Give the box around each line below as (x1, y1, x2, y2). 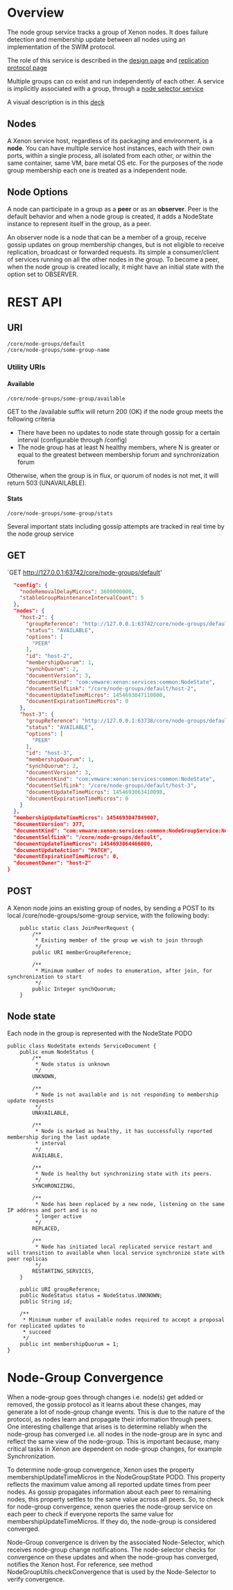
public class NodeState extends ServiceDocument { (7, 1042, 157, 1050)
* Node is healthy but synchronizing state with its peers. (35, 1170, 213, 1177)
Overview (7, 5, 64, 21)
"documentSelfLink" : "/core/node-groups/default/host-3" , (25, 782, 197, 789)
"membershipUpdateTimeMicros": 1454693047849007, (13, 814, 159, 821)
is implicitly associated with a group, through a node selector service (7, 84, 204, 93)
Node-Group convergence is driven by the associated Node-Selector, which (7, 1538, 225, 1546)
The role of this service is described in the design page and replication (7, 56, 209, 64)
